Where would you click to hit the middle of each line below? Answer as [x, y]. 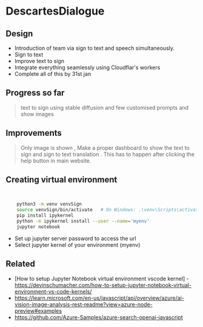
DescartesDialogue [55, 11]
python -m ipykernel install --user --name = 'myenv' [83, 221]
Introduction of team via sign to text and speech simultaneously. [95, 48]
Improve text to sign [39, 61]
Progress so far [35, 93]
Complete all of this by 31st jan [53, 74]
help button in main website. [56, 160]
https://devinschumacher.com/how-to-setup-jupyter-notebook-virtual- [103, 285]
